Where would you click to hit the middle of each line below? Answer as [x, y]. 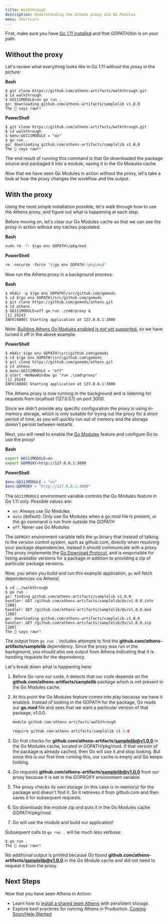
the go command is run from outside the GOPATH [63, 522]
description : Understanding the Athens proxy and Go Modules [70, 15]
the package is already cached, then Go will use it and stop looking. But [86, 752]
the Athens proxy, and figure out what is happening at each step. [72, 212]
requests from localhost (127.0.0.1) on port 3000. [55, 398]
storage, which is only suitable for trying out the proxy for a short [91, 414]
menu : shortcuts [22, 19]
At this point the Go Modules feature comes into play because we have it [88, 697]
